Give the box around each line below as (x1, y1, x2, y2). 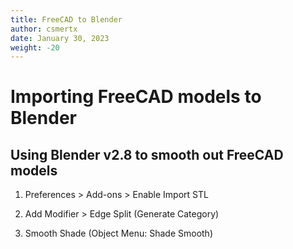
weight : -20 (10, 42, 60, 53)
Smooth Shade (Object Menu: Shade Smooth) (24, 227, 213, 240)
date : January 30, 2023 (10, 33, 110, 43)
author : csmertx (10, 24, 78, 34)
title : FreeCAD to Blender (10, 14, 123, 25)
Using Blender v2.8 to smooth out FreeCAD (10, 146, 284, 163)
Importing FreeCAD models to (10, 86, 262, 108)
